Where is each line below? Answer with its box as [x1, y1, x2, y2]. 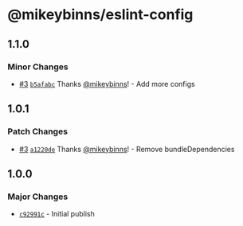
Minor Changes [7, 61, 69, 72]
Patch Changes [7, 126, 69, 137]
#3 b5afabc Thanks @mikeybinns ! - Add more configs [18, 79, 196, 88]
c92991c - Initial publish [18, 209, 95, 219]
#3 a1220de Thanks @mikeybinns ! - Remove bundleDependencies [18, 144, 235, 154]
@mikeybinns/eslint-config [7, 6, 194, 24]
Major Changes [7, 191, 69, 202]
